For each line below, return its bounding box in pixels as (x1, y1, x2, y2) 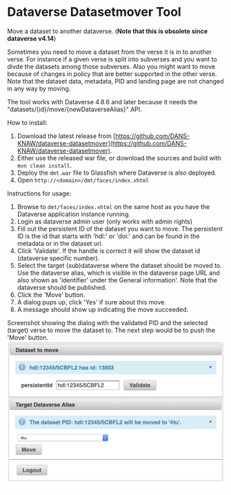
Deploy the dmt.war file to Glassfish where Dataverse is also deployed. (17, 168, 217, 177)
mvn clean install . (17, 161, 72, 169)
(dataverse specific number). (17, 253, 100, 262)
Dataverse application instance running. (17, 210, 131, 218)
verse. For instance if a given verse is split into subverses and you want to (7, 55, 217, 63)
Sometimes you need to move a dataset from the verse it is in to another (7, 48, 212, 56)
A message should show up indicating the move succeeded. (17, 305, 189, 313)
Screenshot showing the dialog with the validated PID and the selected (7, 318, 208, 327)
